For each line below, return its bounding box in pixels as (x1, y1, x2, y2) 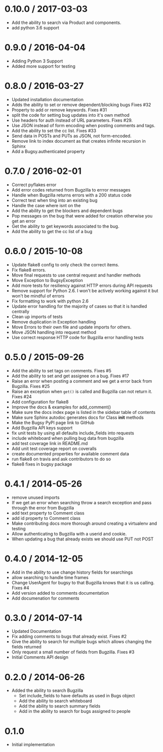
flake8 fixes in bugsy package (11, 461, 72, 467)
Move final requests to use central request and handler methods (11, 272, 141, 278)
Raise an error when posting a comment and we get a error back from (11, 378, 152, 384)
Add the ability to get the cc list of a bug (11, 228, 93, 234)
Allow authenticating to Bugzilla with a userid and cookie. (11, 531, 127, 537)
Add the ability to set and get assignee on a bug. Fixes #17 (11, 373, 129, 379)
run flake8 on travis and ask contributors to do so (11, 456, 111, 462)
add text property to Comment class (11, 510, 85, 516)
